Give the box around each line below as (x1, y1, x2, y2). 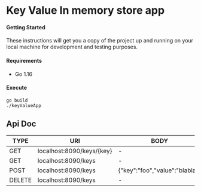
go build (6, 97, 28, 103)
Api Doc (6, 119, 36, 129)
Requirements (6, 57, 42, 64)
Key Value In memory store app (6, 4, 165, 17)
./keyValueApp (6, 102, 42, 108)
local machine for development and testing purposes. (6, 43, 138, 51)
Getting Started (6, 23, 46, 31)
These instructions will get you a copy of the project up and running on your (6, 37, 193, 44)
